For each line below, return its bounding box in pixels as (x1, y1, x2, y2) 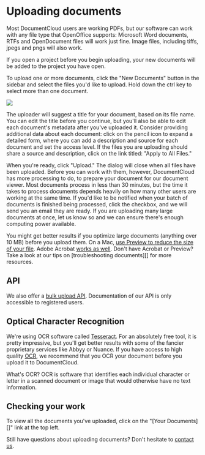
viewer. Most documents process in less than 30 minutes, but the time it (6, 181, 188, 188)
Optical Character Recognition (6, 317, 124, 327)
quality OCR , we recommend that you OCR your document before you (6, 352, 182, 359)
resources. (6, 258, 34, 265)
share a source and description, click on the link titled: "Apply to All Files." (6, 149, 192, 157)
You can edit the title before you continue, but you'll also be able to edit (6, 117, 187, 124)
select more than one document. (6, 87, 89, 94)
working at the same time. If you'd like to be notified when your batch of (6, 194, 188, 201)
